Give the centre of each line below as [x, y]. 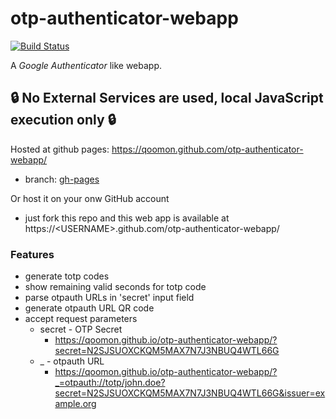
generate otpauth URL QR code [89, 308]
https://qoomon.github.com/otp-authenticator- [207, 149]
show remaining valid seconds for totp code [115, 287]
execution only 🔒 [63, 120]
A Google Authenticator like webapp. [86, 65]
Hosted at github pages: [60, 149]
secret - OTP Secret [81, 329]
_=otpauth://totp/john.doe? [110, 383]
